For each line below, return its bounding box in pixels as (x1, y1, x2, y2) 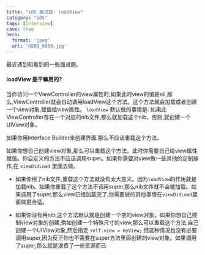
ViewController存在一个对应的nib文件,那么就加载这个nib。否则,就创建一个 (6, 114, 192, 121)
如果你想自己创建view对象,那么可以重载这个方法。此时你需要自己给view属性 (6, 147, 198, 155)
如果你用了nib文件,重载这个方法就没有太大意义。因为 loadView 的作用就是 (15, 176, 197, 183)
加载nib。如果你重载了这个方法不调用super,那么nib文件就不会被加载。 (15, 183, 192, 190)
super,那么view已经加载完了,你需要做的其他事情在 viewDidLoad (36, 191, 193, 198)
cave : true (6, 26, 34, 32)
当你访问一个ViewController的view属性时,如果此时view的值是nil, (6, 91, 167, 98)
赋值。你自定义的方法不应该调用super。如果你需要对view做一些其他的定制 (6, 155, 194, 162)
